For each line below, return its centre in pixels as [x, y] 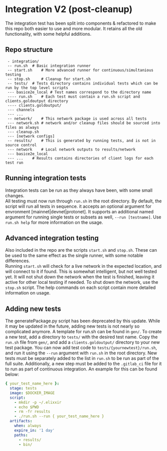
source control [21, 145]
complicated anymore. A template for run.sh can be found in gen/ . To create [83, 332]
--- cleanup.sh [23, 132]
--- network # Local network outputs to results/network [71, 149]
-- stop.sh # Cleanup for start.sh [49, 79]
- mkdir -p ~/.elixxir [38, 402]
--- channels [21, 110]
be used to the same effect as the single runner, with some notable [74, 256]
